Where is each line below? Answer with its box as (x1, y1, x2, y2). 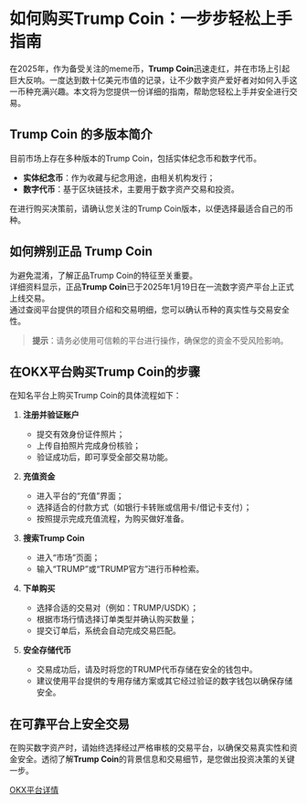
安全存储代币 (22, 645, 71, 656)
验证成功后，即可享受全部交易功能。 (36, 451, 174, 462)
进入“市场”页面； (36, 552, 101, 563)
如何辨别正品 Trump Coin (9, 244, 153, 259)
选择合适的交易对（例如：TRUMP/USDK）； (36, 602, 199, 613)
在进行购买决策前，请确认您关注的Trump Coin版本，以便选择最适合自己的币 (9, 203, 294, 214)
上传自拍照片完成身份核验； (36, 440, 142, 451)
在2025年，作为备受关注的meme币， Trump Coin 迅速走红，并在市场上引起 (9, 63, 291, 74)
